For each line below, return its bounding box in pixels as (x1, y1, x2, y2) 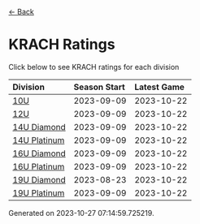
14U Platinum (12, 134, 65, 145)
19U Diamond (12, 174, 67, 185)
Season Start (73, 81, 126, 93)
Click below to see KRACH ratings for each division (8, 62, 180, 71)
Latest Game (133, 81, 185, 93)
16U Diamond (12, 148, 67, 159)
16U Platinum (12, 161, 65, 172)
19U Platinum (12, 187, 65, 198)
